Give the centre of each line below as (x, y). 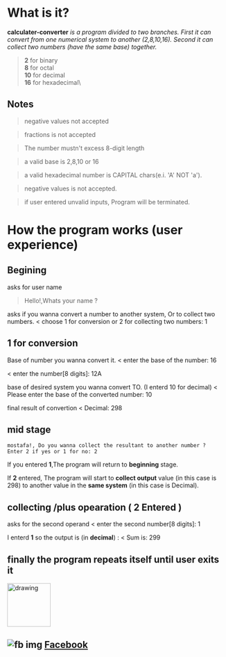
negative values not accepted (67, 121)
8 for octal (39, 67)
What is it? (38, 13)
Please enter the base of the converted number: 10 (80, 394)
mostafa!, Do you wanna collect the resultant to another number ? (107, 446)
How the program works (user (95, 230)
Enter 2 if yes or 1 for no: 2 (52, 452)
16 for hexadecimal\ (52, 82)
